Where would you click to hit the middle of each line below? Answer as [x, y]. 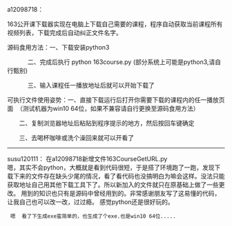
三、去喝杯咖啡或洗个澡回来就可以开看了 [77, 138]
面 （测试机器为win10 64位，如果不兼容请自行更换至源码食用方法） [103, 109]
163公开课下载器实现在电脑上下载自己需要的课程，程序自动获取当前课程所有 [115, 24]
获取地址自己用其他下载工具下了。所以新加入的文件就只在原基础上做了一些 [113, 185]
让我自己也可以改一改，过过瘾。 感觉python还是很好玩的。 [90, 202]
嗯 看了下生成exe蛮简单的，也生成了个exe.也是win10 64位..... [93, 216]
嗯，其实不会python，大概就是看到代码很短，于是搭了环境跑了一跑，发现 [111, 167]
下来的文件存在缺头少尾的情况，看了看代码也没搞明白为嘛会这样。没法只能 [119, 176]
